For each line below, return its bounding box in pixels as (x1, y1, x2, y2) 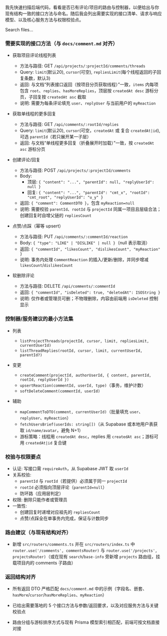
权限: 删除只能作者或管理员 (12, 497, 68, 503)
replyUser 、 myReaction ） (19, 415, 71, 421)
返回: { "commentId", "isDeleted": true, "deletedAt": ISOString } (19, 289, 161, 295)
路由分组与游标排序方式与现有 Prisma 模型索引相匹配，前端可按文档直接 (12, 619, 160, 626)
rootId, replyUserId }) (19, 377, 70, 382)
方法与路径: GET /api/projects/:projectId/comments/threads (19, 63, 146, 69)
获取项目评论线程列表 (12, 52, 56, 58)
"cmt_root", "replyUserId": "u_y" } (27, 195, 103, 200)
